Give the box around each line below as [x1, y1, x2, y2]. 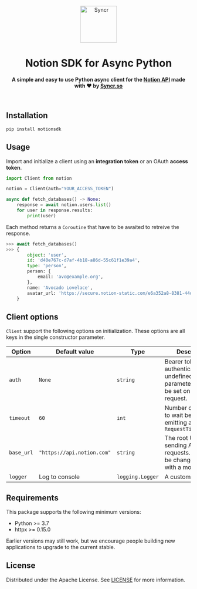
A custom [164, 473, 191, 481]
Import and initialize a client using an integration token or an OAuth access [6, 157, 188, 164]
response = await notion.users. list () [16, 202, 111, 208]
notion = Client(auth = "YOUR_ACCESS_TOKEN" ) [6, 186, 114, 192]
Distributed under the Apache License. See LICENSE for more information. [6, 576, 186, 583]
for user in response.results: [16, 207, 93, 214]
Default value [55, 348, 94, 356]
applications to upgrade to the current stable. [6, 544, 116, 551]
